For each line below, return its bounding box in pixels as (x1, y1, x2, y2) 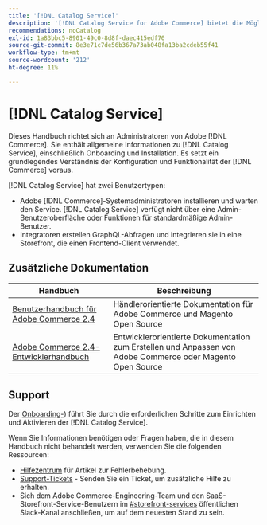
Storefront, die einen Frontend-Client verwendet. (19, 238, 180, 248)
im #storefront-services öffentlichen (119, 500, 238, 509)
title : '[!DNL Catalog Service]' (8, 11, 119, 20)
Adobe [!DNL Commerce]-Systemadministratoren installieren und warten (19, 196, 258, 206)
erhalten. (19, 483, 50, 492)
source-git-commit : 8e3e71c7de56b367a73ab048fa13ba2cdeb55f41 (8, 41, 219, 49)
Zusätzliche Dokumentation (8, 261, 149, 275)
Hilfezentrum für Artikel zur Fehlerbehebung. (19, 465, 167, 475)
